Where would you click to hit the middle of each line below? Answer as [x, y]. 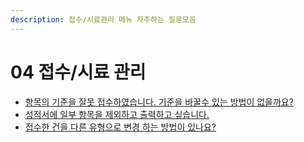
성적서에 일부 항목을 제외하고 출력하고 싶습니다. [117, 114]
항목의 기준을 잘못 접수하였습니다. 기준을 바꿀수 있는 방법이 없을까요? [159, 102]
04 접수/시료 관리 [78, 72]
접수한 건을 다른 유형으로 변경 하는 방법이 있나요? [120, 127]
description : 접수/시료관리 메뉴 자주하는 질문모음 [103, 19]
